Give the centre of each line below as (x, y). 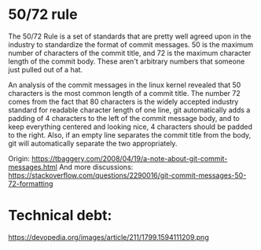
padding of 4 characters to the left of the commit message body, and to (124, 118)
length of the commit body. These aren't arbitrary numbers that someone (127, 61)
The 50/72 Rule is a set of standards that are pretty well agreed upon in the (130, 36)
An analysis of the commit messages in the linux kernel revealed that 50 (125, 85)
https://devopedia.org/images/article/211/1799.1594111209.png (109, 237)
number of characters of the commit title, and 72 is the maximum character (130, 53)
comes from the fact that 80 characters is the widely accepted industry (123, 101)
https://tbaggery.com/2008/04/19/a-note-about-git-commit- (129, 158)
